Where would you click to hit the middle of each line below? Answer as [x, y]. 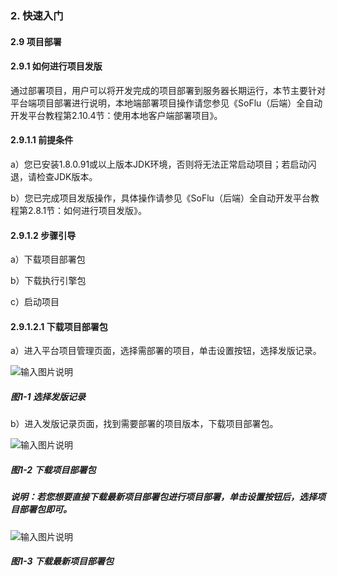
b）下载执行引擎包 [48, 281]
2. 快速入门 [37, 15]
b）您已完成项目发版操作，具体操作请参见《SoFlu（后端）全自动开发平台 [160, 198]
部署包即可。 [45, 509]
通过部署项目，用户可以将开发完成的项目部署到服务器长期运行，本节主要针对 [168, 90]
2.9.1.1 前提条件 [42, 140]
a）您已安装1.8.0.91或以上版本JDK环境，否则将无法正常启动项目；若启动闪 [163, 164]
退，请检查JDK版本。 [54, 176]
